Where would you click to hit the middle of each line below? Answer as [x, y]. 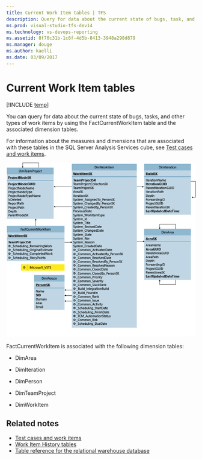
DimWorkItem [32, 404]
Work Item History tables [46, 444]
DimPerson [29, 381]
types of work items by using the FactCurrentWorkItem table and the [91, 123]
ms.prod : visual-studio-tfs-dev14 [50, 25]
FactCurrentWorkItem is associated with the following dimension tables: [95, 346]
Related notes [32, 423]
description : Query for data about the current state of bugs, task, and [101, 19]
